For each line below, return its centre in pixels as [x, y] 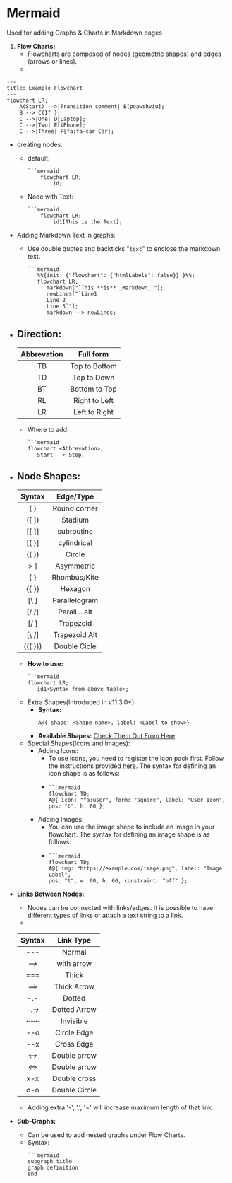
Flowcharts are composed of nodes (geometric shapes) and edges [124, 54]
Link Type [74, 940]
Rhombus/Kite [75, 577]
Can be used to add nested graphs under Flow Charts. [106, 1135]
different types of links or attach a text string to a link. [105, 915]
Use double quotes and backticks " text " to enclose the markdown [124, 248]
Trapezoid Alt [75, 634]
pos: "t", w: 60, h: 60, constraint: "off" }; [118, 881]
